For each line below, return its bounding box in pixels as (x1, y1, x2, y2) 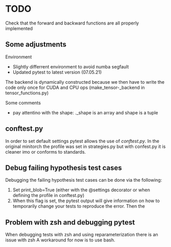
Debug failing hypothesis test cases (5, 163, 122, 172)
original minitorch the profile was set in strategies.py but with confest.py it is (5, 143, 166, 150)
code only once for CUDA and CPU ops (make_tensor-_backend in (5, 84, 145, 90)
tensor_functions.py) (5, 90, 49, 96)
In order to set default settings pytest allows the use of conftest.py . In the (5, 138, 160, 144)
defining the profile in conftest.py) (12, 192, 85, 199)
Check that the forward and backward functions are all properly (5, 20, 139, 26)
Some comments (5, 100, 41, 106)
